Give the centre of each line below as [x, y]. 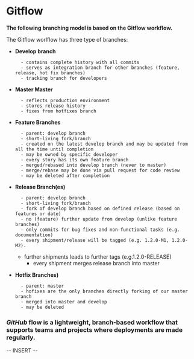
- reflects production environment [65, 100]
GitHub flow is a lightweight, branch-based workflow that [92, 322]
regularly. [21, 337]
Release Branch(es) [40, 187]
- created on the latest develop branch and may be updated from [104, 144]
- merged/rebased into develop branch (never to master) [94, 165]
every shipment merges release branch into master [96, 263]
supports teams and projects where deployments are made [95, 329]
